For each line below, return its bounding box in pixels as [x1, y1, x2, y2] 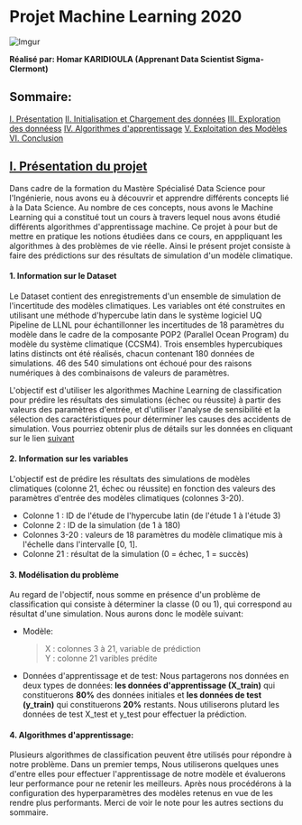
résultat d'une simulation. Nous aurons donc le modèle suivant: [9, 608, 243, 619]
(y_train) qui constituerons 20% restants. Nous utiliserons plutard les [22, 700, 279, 710]
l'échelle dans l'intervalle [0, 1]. [22, 539, 138, 550]
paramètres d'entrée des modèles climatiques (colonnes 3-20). [9, 492, 244, 503]
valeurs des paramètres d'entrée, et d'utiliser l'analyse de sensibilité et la [9, 403, 281, 414]
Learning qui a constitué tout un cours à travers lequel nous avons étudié [9, 211, 281, 222]
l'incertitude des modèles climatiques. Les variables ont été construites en [9, 300, 286, 311]
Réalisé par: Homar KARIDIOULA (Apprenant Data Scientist [9, 53, 234, 64]
